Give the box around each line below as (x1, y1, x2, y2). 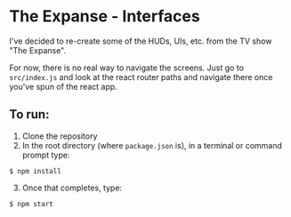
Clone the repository (21, 131, 98, 141)
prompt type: (21, 149, 70, 160)
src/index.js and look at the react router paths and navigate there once (9, 71, 273, 82)
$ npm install (9, 166, 62, 175)
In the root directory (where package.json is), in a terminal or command (21, 140, 283, 150)
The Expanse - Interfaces (9, 6, 200, 27)
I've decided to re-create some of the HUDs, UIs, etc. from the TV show (9, 36, 272, 46)
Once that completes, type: (21, 182, 123, 193)
